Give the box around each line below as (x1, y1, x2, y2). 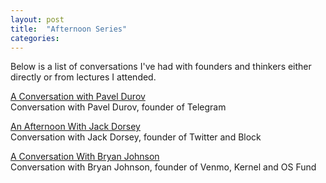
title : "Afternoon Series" (10, 24, 128, 34)
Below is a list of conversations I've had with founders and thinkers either (10, 61, 312, 73)
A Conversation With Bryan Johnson (10, 151, 160, 163)
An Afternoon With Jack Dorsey (10, 121, 141, 133)
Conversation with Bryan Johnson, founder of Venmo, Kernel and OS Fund (10, 161, 317, 173)
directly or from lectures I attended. (10, 71, 157, 83)
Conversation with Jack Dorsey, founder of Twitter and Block (10, 131, 262, 143)
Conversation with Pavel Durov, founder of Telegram (10, 101, 227, 113)
